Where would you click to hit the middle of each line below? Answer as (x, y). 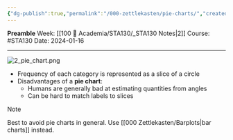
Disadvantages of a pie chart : (60, 81)
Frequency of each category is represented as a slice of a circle (108, 74)
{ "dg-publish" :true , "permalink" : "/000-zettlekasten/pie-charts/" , (105, 13)
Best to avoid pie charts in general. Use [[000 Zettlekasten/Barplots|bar (109, 122)
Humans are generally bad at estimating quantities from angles (117, 88)
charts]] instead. (31, 130)
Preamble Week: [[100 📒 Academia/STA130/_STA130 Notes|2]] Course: (109, 33)
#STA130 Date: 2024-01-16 (46, 40)
